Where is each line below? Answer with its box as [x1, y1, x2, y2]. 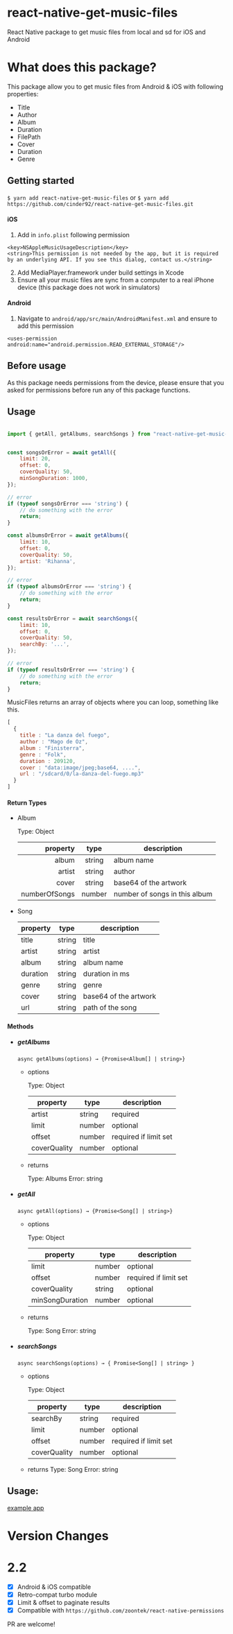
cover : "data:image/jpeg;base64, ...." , [19, 764, 141, 771]
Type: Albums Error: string [27, 1174, 103, 1182]
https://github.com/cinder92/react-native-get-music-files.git [7, 200, 194, 207]
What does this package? [7, 60, 157, 76]
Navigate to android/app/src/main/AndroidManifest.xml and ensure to [17, 314, 218, 323]
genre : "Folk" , [19, 751, 67, 758]
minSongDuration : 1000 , [19, 475, 89, 482]
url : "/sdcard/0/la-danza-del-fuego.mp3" [19, 771, 144, 777]
